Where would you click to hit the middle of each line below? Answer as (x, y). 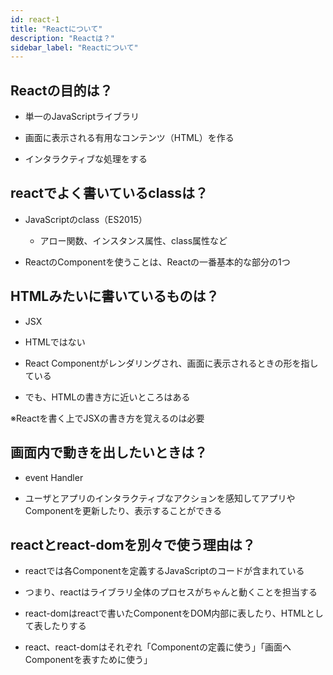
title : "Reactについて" (56, 29)
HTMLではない (55, 342)
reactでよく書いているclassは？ (109, 193)
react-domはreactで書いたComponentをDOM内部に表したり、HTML (165, 613)
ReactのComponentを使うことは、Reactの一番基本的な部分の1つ (157, 262)
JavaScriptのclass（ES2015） (86, 219)
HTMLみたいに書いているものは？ (115, 296)
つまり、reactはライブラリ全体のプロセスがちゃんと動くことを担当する (171, 592)
